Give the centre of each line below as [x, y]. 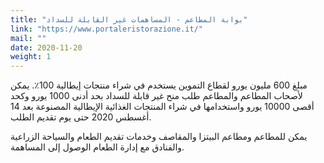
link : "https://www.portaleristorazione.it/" [106, 29]
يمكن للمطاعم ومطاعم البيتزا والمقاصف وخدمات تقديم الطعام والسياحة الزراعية [159, 137]
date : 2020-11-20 [46, 47]
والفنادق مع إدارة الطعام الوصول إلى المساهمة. [97, 147]
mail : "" [28, 38]
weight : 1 [31, 57]
